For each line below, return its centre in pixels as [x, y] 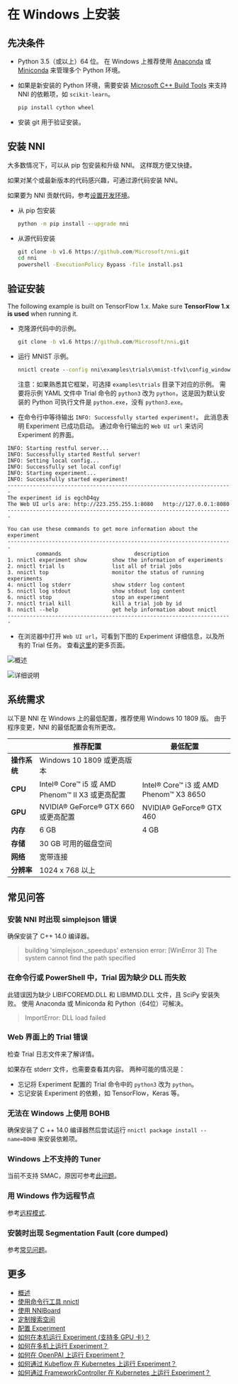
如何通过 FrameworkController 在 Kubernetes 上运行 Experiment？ [114, 1372]
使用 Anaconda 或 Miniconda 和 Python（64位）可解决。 [104, 1003]
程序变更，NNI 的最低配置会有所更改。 [63, 727]
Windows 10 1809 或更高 [82, 760]
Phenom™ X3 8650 [174, 794]
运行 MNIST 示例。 [45, 356]
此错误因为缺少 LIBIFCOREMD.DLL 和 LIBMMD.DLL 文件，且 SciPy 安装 [110, 994]
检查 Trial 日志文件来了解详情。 [53, 1054]
